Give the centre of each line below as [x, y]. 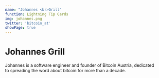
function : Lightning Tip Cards [37, 14]
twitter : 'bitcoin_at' [28, 23]
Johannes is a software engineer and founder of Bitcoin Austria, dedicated [80, 65]
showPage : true [20, 28]
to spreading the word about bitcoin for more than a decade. [66, 71]
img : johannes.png [24, 19]
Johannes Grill [35, 52]
